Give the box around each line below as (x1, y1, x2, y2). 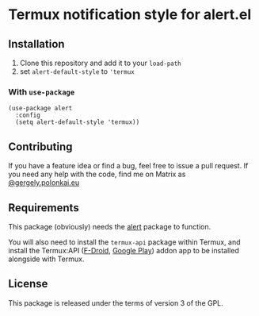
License (8, 277, 48, 291)
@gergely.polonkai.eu (8, 178, 80, 187)
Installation (8, 37, 65, 51)
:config (15, 111, 41, 120)
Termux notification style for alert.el (8, 6, 252, 24)
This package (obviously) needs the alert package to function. (8, 222, 211, 231)
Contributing (8, 140, 73, 153)
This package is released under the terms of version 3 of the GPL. (8, 298, 223, 307)
